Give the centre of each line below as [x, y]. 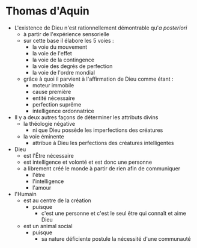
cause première [52, 91]
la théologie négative [49, 123]
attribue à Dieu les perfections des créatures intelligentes [103, 143]
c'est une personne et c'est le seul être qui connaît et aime [114, 213]
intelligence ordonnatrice [63, 111]
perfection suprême [57, 104]
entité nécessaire [54, 98]
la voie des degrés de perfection [72, 66]
